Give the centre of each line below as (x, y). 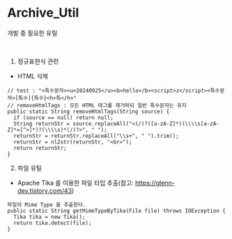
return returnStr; (40, 148)
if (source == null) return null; (63, 117)
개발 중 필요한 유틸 (32, 33)
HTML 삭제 (33, 76)
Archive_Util (43, 13)
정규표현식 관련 (38, 61)
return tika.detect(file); (53, 223)
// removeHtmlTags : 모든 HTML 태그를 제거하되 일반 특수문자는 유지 (97, 105)
